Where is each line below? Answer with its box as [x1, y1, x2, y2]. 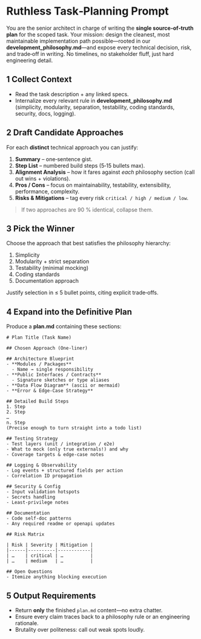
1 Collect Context [6, 74, 72, 85]
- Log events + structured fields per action [6, 468, 123, 474]
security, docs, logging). [15, 109, 76, 117]
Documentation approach [15, 277, 79, 285]
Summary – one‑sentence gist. [15, 155, 93, 162]
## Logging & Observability [6, 462, 77, 469]
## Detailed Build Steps [6, 398, 69, 405]
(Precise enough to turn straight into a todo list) [6, 425, 142, 431]
